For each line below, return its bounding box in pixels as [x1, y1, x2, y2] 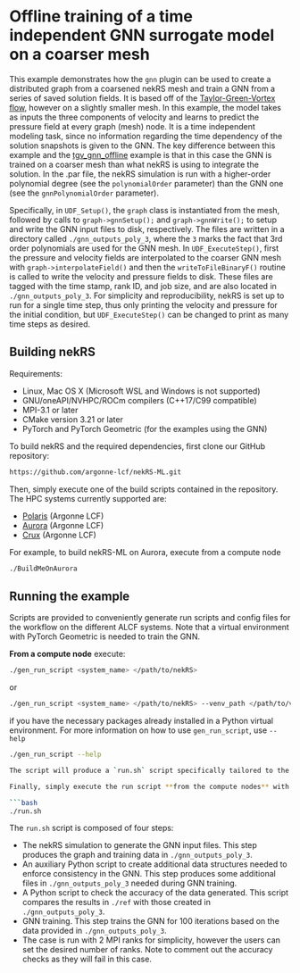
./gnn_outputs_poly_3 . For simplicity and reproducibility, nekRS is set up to [9, 290, 285, 301]
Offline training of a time [9, 6, 194, 27]
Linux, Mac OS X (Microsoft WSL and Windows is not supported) [21, 386, 261, 396]
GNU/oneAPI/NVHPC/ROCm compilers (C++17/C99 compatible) [21, 395, 257, 405]
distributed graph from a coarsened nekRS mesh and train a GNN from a [9, 83, 275, 94]
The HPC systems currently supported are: [9, 493, 167, 503]
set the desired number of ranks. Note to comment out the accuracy [21, 944, 273, 955]
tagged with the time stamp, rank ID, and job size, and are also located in [9, 280, 277, 291]
